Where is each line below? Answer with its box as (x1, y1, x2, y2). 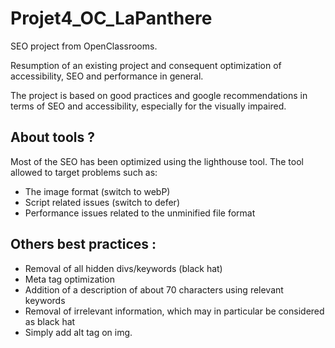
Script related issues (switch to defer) (24, 196, 180, 208)
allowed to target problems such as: (10, 166, 158, 178)
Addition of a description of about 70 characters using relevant (24, 283, 284, 296)
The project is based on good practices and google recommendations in (10, 89, 308, 101)
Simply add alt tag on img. (24, 326, 133, 338)
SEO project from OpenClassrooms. (10, 40, 158, 52)
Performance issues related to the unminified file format (24, 207, 256, 219)
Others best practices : (10, 236, 157, 253)
